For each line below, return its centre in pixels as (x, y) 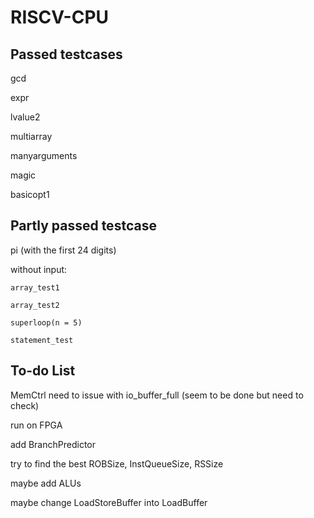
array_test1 (35, 287)
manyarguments (44, 155)
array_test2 (35, 305)
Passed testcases (66, 54)
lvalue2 (25, 117)
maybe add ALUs (46, 483)
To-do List (43, 371)
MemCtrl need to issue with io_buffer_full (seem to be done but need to (157, 395)
